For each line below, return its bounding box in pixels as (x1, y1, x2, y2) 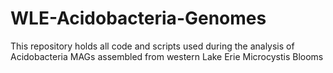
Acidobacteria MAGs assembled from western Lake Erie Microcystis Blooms (10, 50, 324, 62)
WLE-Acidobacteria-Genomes (10, 7, 267, 30)
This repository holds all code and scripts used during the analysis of (10, 40, 295, 52)
